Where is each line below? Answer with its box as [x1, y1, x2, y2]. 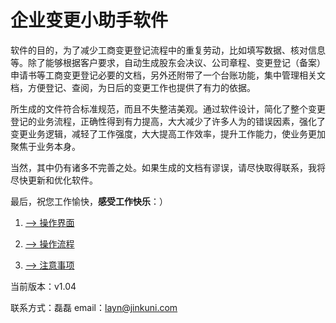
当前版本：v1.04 [10, 280, 77, 292]
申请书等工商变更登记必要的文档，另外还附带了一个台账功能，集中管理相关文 [10, 69, 326, 81]
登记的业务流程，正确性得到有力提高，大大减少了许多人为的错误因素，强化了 [10, 115, 326, 127]
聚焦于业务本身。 [10, 140, 81, 152]
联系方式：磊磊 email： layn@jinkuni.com [10, 301, 178, 313]
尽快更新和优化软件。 [10, 174, 98, 186]
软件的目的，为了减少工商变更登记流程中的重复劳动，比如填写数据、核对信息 [10, 44, 326, 56]
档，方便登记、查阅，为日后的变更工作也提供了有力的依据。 [10, 81, 256, 93]
